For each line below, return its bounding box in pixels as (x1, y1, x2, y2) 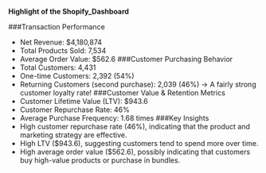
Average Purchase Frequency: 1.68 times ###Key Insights (19, 113, 209, 122)
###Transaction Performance (8, 22, 105, 31)
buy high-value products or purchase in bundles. (19, 156, 181, 165)
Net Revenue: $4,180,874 (19, 37, 102, 47)
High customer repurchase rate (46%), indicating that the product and (19, 122, 251, 131)
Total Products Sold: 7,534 (19, 46, 107, 55)
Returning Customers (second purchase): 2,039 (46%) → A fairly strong (19, 79, 256, 89)
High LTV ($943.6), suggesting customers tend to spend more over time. (19, 139, 259, 148)
